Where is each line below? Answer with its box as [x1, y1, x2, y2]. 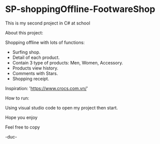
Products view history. [12, 65, 59, 71]
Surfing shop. [12, 49, 41, 55]
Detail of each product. [12, 54, 60, 60]
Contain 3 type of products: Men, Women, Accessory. [12, 59, 123, 65]
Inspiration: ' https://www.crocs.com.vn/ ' [5, 85, 88, 91]
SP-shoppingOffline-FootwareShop [5, 3, 156, 15]
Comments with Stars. [12, 70, 58, 76]
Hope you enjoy [5, 114, 38, 120]
